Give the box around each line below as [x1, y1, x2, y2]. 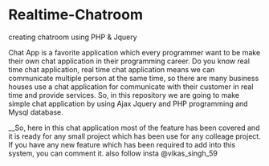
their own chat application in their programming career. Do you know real [8, 56, 251, 66]
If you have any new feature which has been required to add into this [8, 140, 235, 149]
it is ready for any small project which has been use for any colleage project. [8, 131, 261, 141]
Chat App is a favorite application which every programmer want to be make [8, 47, 261, 57]
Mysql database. [8, 107, 63, 117]
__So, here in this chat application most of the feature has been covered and [8, 123, 260, 132]
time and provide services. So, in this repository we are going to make [8, 90, 239, 99]
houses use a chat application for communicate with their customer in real [8, 82, 254, 91]
